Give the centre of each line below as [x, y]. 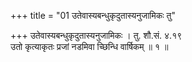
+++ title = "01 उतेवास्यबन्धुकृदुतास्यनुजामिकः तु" [93, 15]
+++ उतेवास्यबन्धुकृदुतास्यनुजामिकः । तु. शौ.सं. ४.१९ [96, 35]
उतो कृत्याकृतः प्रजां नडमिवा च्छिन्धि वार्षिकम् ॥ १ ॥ [89, 46]
